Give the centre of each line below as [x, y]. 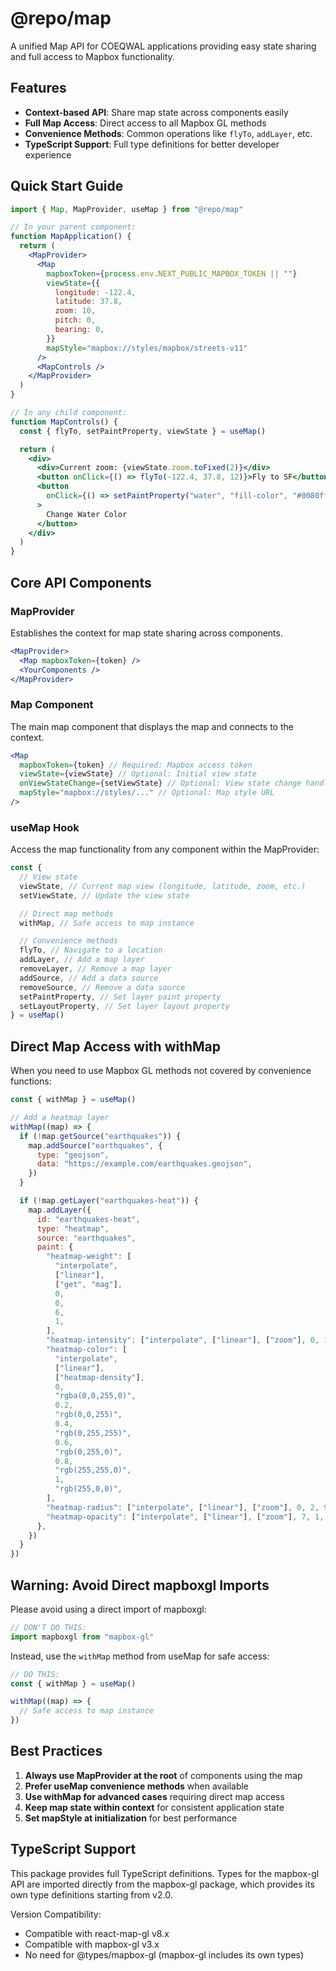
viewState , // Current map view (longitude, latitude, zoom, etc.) [163, 886]
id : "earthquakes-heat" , [88, 1219]
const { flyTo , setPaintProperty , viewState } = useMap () [143, 431]
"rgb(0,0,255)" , [88, 1415]
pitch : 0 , [75, 320]
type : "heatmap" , [73, 1228]
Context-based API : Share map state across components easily [156, 112]
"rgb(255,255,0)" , [93, 1470]
